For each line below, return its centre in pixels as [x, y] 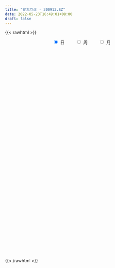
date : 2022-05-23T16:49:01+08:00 [39, 14]
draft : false [18, 18]
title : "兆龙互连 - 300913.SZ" [35, 9]
